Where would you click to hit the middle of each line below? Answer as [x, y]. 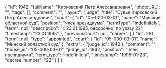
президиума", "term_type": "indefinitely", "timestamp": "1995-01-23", [77, 55]
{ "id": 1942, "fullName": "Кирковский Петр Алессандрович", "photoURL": [83, 7]
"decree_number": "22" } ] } [34, 60]
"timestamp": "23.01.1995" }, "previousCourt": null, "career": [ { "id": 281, [80, 34]
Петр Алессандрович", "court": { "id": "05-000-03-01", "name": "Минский [83, 18]
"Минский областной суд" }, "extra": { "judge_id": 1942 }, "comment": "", [81, 44]
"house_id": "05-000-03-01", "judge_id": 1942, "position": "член [72, 50]
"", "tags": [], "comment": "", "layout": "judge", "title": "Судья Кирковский [81, 12]
